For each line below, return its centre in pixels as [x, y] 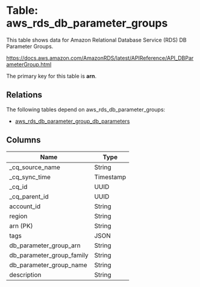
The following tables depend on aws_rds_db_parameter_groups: [86, 110]
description [25, 274]
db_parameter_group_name [48, 265]
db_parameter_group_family [49, 255]
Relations [24, 95]
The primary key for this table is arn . [52, 76]
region [18, 216]
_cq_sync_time [30, 177]
